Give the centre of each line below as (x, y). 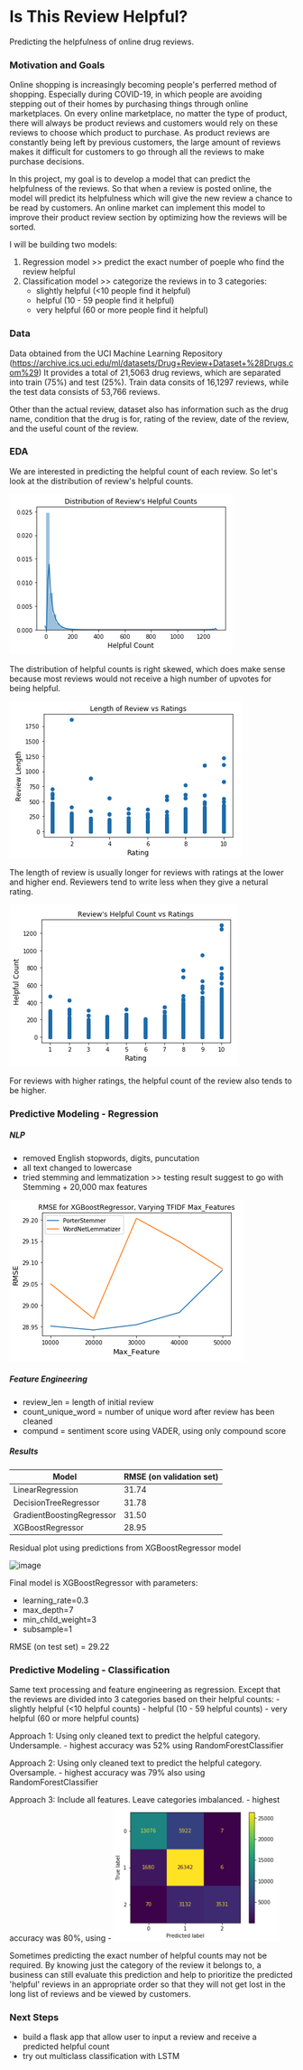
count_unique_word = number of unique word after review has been (148, 1411)
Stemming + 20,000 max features (85, 1186)
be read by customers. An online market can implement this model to (138, 208)
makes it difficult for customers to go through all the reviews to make (137, 152)
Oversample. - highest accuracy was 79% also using (107, 1772)
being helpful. (35, 688)
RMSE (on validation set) (171, 1477)
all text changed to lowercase (77, 1167)
